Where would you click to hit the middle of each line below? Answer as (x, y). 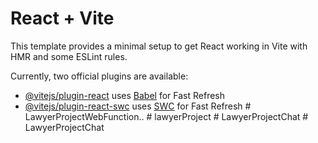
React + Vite (62, 18)
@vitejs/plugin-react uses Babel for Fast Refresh (125, 95)
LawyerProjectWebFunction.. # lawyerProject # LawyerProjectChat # (166, 116)
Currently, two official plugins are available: (99, 76)
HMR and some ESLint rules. (69, 56)
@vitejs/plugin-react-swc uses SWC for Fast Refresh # (138, 106)
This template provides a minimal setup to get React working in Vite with (159, 46)
